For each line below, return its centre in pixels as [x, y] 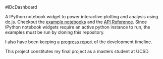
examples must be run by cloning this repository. [55, 32]
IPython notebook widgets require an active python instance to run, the [78, 27]
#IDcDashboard [21, 7]
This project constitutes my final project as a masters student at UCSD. [77, 51]
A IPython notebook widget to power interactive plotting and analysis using [82, 16]
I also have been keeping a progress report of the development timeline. [79, 42]
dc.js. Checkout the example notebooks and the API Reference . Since [76, 22]
